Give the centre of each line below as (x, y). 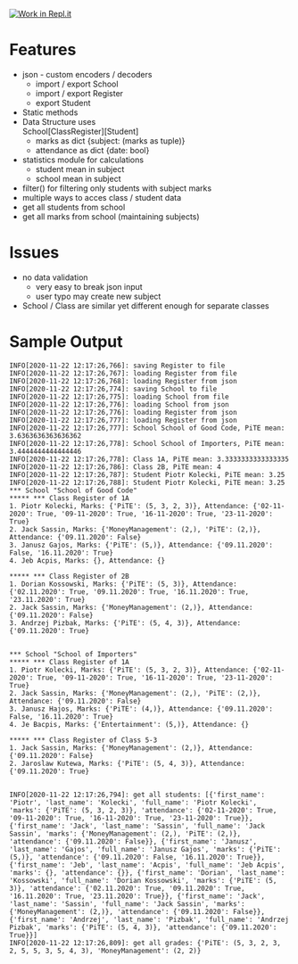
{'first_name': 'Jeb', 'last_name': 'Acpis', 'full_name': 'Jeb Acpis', (147, 865)
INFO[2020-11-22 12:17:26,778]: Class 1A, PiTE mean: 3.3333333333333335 (149, 459)
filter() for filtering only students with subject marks (117, 188)
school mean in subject (78, 178)
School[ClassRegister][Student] (80, 131)
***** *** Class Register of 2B (69, 576)
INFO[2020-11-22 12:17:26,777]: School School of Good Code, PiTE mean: (147, 428)
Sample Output (66, 342)
